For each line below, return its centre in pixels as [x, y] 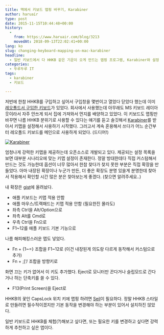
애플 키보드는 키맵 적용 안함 [38, 197]
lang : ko [14, 46]
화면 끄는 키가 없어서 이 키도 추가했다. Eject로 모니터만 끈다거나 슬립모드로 [76, 271]
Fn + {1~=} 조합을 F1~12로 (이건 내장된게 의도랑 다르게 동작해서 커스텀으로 [83, 249]
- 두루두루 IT [22, 69]
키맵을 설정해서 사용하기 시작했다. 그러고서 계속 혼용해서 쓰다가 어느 [79, 126]
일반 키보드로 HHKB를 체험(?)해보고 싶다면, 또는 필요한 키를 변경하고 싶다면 [77, 321]
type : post [16, 19]
